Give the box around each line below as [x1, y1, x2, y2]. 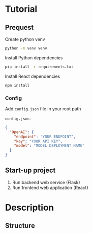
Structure [5, 222, 35, 230]
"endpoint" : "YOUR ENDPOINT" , [14, 134, 76, 139]
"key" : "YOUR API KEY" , [14, 139, 63, 144]
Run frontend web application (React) [12, 185, 89, 190]
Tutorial [5, 3, 38, 15]
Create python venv [5, 36, 45, 42]
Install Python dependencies [5, 54, 63, 60]
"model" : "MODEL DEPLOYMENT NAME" [14, 143, 85, 148]
